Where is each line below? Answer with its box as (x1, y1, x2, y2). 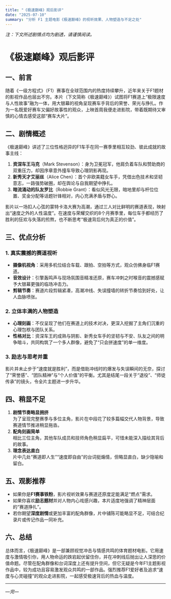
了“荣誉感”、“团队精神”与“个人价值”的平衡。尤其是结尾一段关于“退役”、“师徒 (5, 372, 166, 378)
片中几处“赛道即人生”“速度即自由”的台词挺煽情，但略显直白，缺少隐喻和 (12, 454, 164, 460)
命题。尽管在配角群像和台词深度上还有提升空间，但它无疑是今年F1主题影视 (9, 560, 166, 566)
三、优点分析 (5, 233, 46, 241)
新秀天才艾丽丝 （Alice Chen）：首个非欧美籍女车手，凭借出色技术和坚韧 (12, 174, 163, 180)
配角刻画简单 (12, 428, 40, 434)
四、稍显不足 (5, 395, 46, 403)
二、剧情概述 (5, 129, 46, 138)
